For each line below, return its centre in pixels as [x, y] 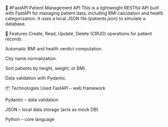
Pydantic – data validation [32, 100]
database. [16, 24]
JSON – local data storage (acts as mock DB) [52, 109]
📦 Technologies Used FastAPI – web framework [55, 88]
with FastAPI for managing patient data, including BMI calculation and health [84, 13]
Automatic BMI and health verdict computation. [54, 49]
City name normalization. [31, 58]
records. [14, 39]
